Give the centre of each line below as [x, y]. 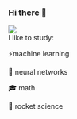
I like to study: [31, 38]
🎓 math [22, 88]
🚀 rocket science [36, 106]
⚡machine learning [39, 54]
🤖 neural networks [38, 72]
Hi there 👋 [28, 13]
